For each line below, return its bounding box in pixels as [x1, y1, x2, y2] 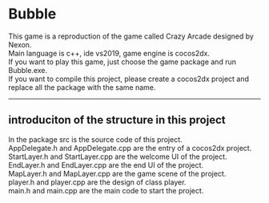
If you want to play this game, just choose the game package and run [8, 57, 236, 67]
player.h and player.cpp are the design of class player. [8, 177, 187, 187]
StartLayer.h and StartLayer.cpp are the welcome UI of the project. [8, 152, 227, 161]
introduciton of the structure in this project [8, 113, 226, 127]
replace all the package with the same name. [8, 82, 156, 92]
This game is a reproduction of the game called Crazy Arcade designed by [8, 31, 255, 41]
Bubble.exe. [8, 65, 48, 75]
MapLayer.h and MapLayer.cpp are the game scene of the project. [8, 168, 227, 178]
